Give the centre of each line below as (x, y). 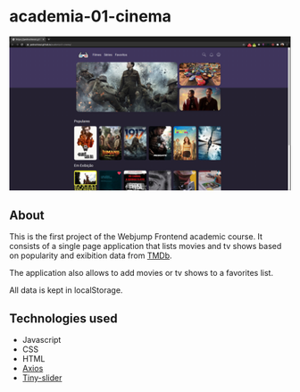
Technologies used (63, 318)
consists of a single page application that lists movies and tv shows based (146, 246)
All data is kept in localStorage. (66, 290)
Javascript (42, 340)
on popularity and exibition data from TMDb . (91, 255)
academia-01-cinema (91, 17)
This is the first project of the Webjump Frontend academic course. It (136, 237)
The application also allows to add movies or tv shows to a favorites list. (142, 273)
